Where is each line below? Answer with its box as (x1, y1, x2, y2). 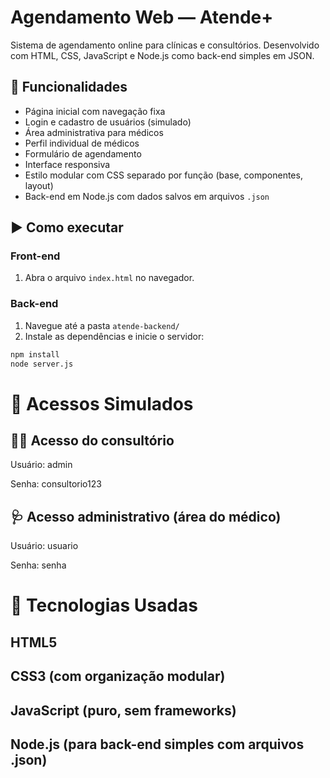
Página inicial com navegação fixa (24, 105, 166, 117)
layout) (24, 179, 54, 191)
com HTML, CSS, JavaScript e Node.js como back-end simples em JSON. (10, 49, 315, 61)
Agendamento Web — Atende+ (10, 6, 274, 29)
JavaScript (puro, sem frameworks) (10, 702, 237, 719)
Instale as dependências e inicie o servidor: (24, 330, 205, 342)
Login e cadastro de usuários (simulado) (24, 116, 192, 128)
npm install (10, 349, 60, 360)
